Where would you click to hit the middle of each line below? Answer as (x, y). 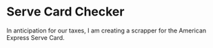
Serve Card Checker (65, 12)
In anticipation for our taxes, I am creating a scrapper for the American (106, 30)
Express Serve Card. (35, 37)
